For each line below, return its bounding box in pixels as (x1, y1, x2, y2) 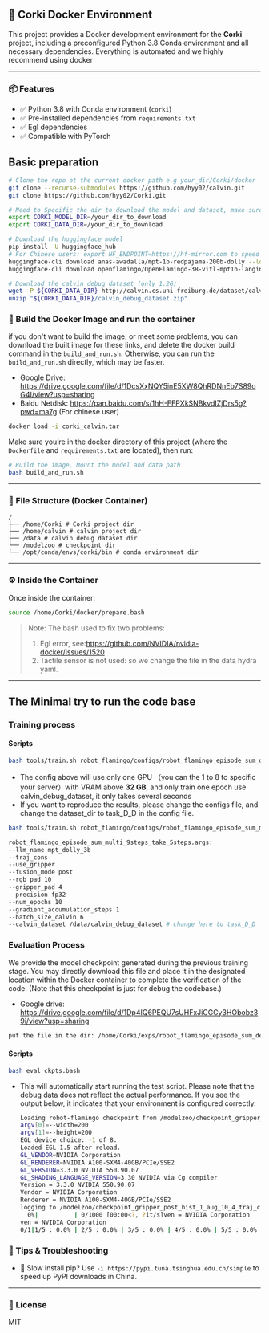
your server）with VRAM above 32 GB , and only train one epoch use (19, 782, 247, 792)
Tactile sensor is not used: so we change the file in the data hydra (39, 655, 257, 665)
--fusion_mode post (8, 868, 74, 876)
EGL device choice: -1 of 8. (19, 1136, 118, 1144)
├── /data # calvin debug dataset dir (8, 535, 138, 543)
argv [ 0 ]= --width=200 (19, 1121, 89, 1129)
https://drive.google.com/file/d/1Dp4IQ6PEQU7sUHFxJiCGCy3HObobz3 (19, 1007, 259, 1017)
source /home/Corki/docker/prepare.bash (8, 608, 146, 617)
